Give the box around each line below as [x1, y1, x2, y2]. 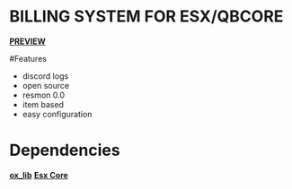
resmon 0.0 [22, 90, 66, 100]
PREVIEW [9, 36, 47, 47]
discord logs [22, 70, 69, 82]
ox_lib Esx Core [9, 169, 69, 180]
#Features [9, 53, 48, 64]
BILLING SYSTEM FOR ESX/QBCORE [9, 6, 284, 27]
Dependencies [9, 141, 120, 160]
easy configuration [22, 108, 93, 119]
